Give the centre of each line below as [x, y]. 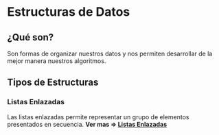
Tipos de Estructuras [53, 83]
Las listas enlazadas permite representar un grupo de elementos [98, 116]
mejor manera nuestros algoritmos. [57, 61]
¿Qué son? [31, 37]
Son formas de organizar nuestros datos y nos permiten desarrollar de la [110, 53]
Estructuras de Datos [69, 12]
